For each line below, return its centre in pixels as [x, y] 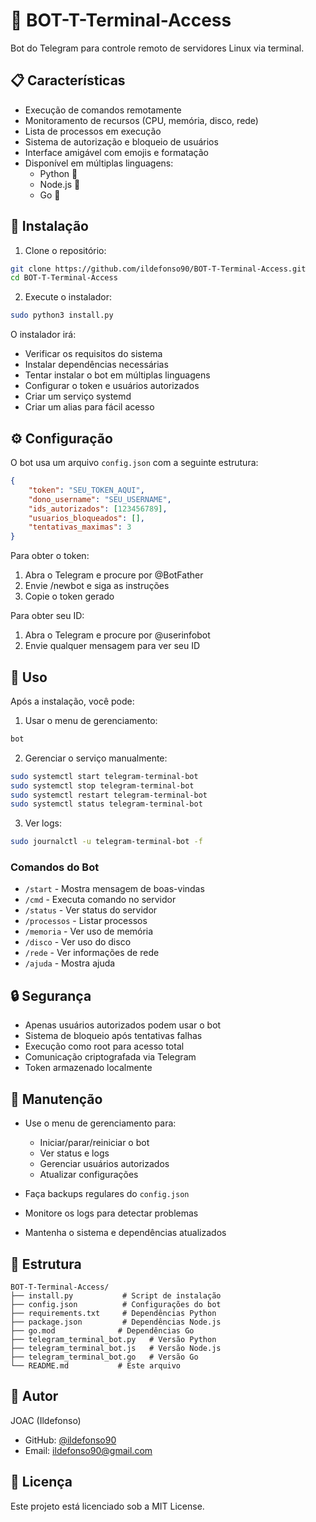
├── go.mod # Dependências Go [102, 1330]
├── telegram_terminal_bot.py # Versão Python [113, 1339]
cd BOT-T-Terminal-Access [64, 278]
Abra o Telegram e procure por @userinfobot [117, 635]
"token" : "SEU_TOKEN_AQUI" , [86, 490]
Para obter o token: [50, 556]
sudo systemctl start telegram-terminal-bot [104, 776]
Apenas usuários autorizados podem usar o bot [123, 1025]
